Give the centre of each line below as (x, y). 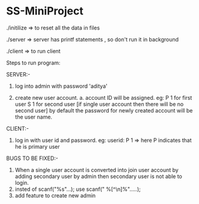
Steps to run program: (34, 63)
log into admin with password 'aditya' (61, 86)
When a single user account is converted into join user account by (97, 170)
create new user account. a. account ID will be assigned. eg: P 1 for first (103, 97)
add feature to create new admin (55, 195)
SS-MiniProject (45, 11)
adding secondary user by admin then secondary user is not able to (99, 176)
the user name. (34, 117)
